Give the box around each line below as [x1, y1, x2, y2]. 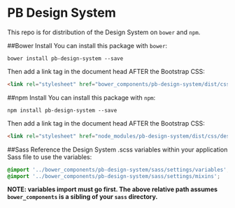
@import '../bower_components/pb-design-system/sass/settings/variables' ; [7, 166, 230, 173]
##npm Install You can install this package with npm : [7, 93, 156, 102]
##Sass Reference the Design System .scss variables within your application [7, 145, 228, 154]
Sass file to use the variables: [7, 152, 92, 161]
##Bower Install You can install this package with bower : [7, 41, 168, 50]
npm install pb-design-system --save [7, 107, 117, 114]
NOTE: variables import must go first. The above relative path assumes [7, 185, 218, 193]
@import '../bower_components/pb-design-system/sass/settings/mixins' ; [7, 172, 220, 179]
